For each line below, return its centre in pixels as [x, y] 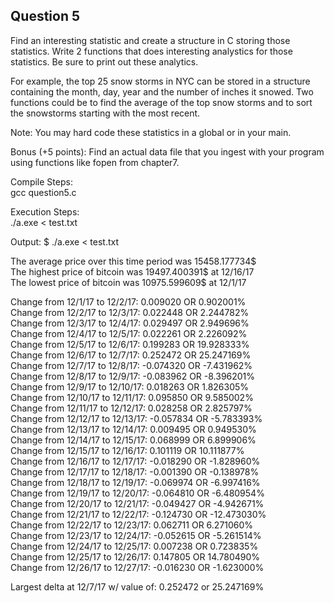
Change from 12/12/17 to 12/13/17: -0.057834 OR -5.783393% [136, 418]
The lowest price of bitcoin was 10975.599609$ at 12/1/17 [128, 282]
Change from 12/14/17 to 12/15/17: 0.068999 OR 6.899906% [133, 440]
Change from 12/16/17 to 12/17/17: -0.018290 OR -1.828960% [135, 461]
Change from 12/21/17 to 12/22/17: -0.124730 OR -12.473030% [138, 514]
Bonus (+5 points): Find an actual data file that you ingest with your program [167, 151]
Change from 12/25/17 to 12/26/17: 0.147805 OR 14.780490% [135, 556]
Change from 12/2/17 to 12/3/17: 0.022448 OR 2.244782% [130, 312]
